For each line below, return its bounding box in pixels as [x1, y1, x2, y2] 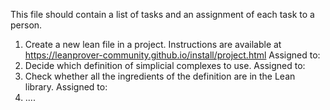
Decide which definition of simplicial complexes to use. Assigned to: [24, 60, 306, 71]
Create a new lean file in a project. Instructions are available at [24, 39, 282, 50]
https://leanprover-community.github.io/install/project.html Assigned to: [24, 49, 321, 61]
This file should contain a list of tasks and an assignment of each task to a [10, 9, 315, 20]
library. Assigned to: [24, 81, 108, 93]
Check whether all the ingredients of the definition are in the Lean [24, 70, 296, 82]
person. [10, 19, 43, 31]
